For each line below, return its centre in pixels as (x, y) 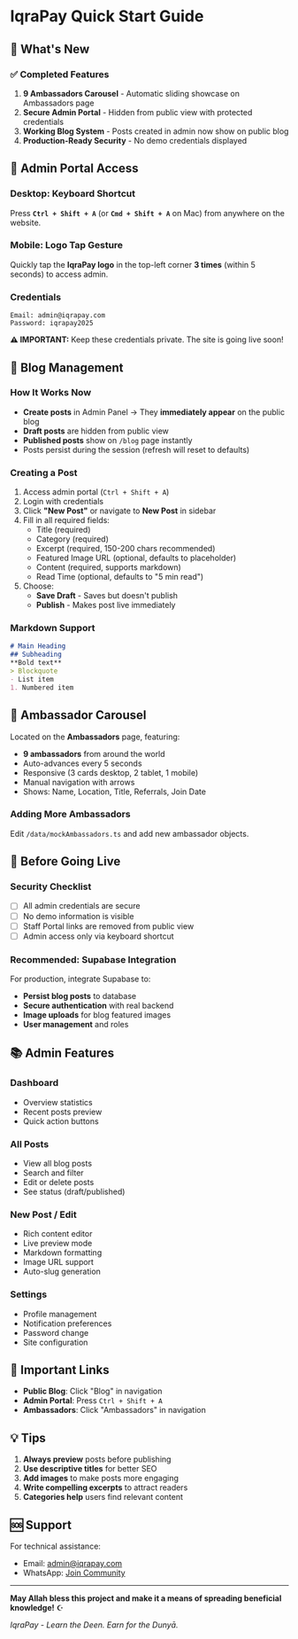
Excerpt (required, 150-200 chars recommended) (126, 549)
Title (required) (63, 530)
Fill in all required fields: (66, 520)
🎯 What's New (50, 49)
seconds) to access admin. (59, 274)
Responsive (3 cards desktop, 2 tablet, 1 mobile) (111, 772)
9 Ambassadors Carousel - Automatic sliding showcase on (131, 93)
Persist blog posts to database (79, 996)
